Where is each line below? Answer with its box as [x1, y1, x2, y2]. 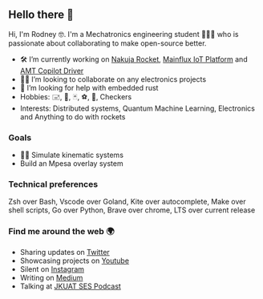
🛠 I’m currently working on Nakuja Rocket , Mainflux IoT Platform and [19, 54, 248, 64]
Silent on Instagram [19, 264, 85, 273]
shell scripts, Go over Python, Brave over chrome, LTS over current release [8, 205, 256, 215]
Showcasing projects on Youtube [19, 256, 130, 265]
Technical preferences [8, 179, 99, 190]
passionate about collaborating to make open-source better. [8, 38, 207, 48]
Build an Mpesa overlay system [19, 159, 123, 168]
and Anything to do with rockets [19, 111, 126, 121]
